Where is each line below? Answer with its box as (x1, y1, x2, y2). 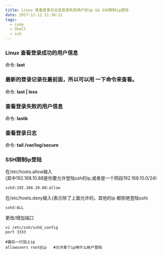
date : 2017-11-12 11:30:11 (5, 12, 63, 17)
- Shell (10, 27, 27, 32)
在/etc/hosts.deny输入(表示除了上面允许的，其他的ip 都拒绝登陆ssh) (5, 195, 148, 201)
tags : (5, 17, 17, 22)
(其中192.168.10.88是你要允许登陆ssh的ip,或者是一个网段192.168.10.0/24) (5, 175, 157, 181)
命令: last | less (5, 88, 38, 95)
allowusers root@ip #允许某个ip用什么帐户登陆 (5, 245, 102, 250)
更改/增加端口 (5, 215, 34, 221)
